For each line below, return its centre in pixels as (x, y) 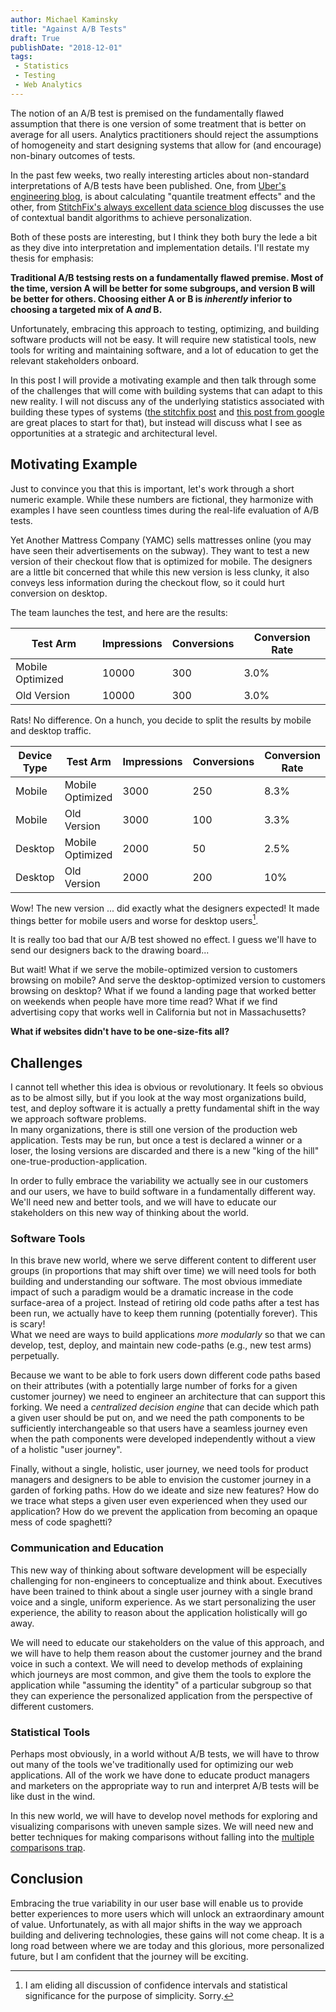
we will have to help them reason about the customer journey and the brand (166, 1653)
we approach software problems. (78, 1119)
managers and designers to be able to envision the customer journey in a (161, 1480)
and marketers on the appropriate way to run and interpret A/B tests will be (165, 1785)
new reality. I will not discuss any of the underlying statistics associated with (167, 401)
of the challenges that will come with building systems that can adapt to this (166, 390)
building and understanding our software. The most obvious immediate (156, 1282)
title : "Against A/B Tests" (69, 29)
